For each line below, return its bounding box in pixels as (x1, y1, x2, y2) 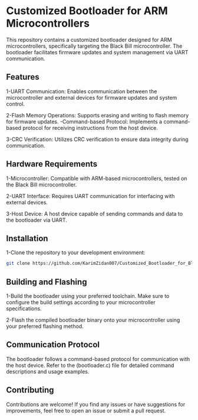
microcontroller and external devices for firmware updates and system (6, 94, 177, 101)
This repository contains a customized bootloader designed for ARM (6, 36, 172, 43)
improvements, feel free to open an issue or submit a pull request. (6, 407, 166, 414)
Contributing (6, 385, 54, 395)
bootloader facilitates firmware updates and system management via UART (6, 48, 189, 55)
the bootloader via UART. (6, 216, 68, 224)
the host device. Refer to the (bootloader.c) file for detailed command (6, 362, 174, 369)
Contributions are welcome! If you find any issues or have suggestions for (6, 401, 186, 408)
